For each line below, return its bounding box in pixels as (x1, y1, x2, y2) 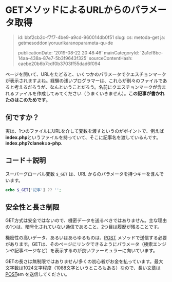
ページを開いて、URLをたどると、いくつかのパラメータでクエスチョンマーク (5, 71, 166, 77)
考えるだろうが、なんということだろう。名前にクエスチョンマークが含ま (14, 84, 166, 90)
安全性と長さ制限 (5, 203, 60, 211)
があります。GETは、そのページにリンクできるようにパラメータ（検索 (5, 241, 153, 247)
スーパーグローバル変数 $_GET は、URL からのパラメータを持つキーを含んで (5, 171, 164, 177)
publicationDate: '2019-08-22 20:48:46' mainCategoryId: (17, 49, 140, 56)
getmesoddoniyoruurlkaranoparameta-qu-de (17, 39, 113, 46)
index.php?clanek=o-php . (5, 140, 63, 146)
